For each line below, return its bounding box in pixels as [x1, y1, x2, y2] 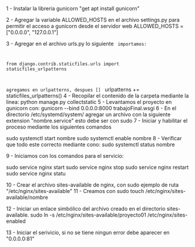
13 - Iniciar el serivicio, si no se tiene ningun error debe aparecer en [6, 229, 170, 236]
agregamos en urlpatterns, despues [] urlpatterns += [6, 86, 140, 93]
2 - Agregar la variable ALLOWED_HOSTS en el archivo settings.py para [6, 16, 180, 23]
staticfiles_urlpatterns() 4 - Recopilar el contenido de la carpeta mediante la [6, 92, 189, 99]
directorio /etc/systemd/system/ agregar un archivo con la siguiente [6, 111, 171, 118]
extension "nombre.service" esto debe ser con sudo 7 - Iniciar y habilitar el [6, 117, 188, 124]
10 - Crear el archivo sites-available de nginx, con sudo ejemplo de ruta [6, 181, 179, 188]
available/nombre [6, 194, 48, 201]
